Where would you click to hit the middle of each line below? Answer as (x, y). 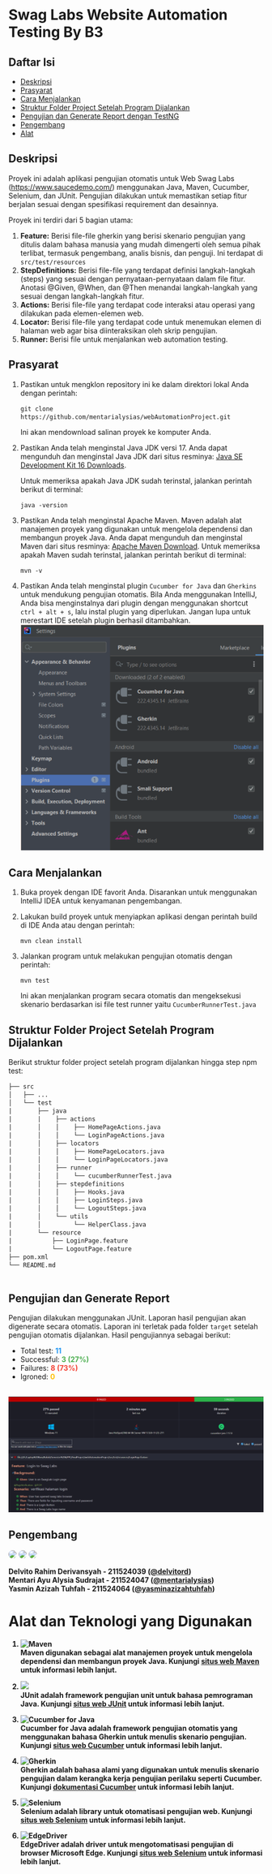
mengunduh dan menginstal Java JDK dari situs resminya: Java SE (131, 456)
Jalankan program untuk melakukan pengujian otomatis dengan (126, 956)
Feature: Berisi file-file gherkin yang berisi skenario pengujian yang (132, 235)
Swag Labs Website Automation (118, 15)
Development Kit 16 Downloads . (73, 465)
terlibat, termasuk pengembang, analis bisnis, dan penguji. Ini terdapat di (141, 252)
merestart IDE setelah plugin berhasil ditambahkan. (105, 620)
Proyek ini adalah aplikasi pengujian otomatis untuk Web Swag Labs (121, 178)
